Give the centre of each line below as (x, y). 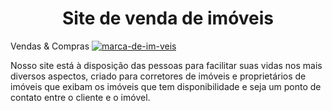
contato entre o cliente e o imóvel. (80, 97)
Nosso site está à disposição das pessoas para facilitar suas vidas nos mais (166, 65)
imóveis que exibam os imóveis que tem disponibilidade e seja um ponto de (166, 86)
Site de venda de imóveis (168, 18)
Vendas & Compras (50, 46)
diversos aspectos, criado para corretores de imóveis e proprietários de (158, 76)
